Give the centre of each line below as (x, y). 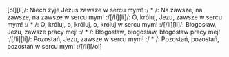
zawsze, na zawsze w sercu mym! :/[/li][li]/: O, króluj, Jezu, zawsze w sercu (115, 17)
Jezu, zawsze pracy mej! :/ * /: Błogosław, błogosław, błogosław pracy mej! (114, 32)
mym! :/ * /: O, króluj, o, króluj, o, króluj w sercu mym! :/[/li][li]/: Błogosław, (112, 24)
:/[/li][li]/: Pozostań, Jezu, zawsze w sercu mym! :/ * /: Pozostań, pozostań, (113, 39)
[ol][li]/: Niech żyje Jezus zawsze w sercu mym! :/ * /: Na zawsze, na (105, 10)
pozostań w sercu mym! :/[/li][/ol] (54, 46)
